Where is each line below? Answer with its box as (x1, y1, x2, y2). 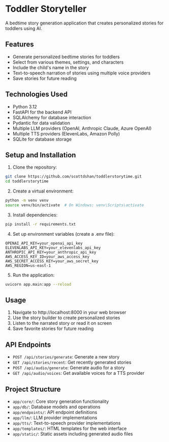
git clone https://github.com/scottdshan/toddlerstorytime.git (5, 174, 142, 179)
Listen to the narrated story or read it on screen (12, 320, 112, 326)
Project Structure (5, 385, 61, 394)
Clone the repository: (12, 164, 57, 171)
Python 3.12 (12, 103, 37, 109)
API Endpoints (5, 340, 51, 349)
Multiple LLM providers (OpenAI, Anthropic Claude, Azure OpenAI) (12, 125, 152, 131)
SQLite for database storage (12, 136, 72, 142)
